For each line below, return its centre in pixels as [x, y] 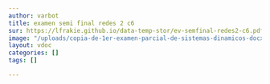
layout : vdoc [30, 46]
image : [19, 38]
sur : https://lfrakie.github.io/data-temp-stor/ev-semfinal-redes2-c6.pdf [136, 30]
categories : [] [34, 53]
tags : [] [23, 61]
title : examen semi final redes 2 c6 [72, 23]
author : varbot [34, 16]
